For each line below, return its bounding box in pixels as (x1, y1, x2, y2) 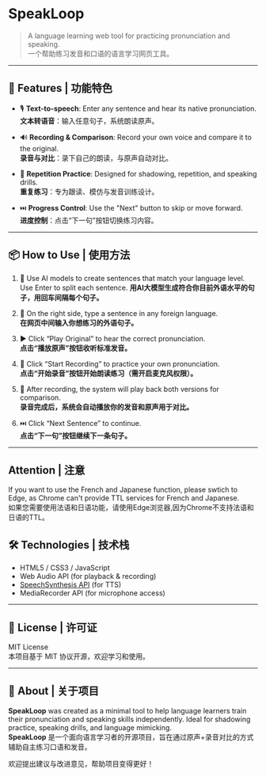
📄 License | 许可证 (8, 621, 97, 634)
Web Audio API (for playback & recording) (19, 572, 157, 581)
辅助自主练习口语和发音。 (8, 742, 92, 751)
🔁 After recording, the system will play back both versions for (19, 384, 220, 394)
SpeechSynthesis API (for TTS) (19, 580, 122, 590)
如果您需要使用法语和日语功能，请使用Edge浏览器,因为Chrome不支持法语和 (8, 503, 255, 512)
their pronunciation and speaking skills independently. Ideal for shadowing (8, 714, 251, 724)
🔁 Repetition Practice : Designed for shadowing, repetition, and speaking (19, 169, 257, 178)
